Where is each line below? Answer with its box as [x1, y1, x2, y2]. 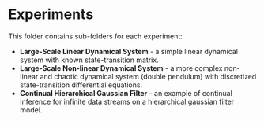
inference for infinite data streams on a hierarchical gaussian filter [19, 97, 235, 106]
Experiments [8, 5, 94, 24]
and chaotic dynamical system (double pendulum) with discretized [40, 71, 257, 81]
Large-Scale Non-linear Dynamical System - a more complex [19, 63, 223, 72]
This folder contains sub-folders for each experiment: [8, 31, 183, 41]
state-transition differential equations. [19, 80, 143, 90]
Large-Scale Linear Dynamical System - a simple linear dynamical [19, 46, 239, 56]
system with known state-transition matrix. [19, 55, 160, 64]
